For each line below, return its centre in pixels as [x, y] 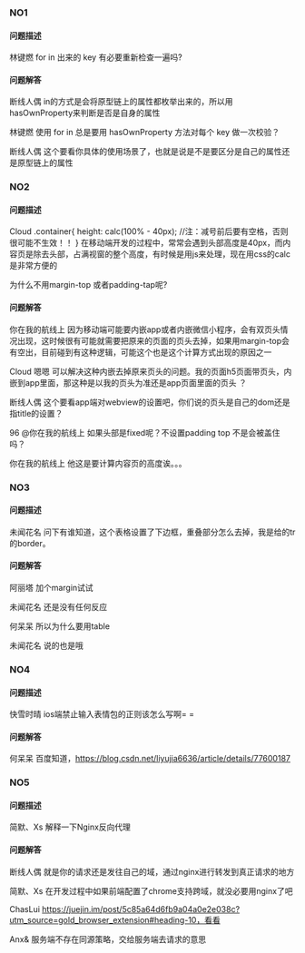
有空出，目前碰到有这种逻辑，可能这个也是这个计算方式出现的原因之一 [141, 352]
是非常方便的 [33, 266]
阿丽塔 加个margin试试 [51, 587]
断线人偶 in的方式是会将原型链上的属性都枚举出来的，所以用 [121, 102]
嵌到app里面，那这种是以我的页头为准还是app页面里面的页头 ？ [128, 382]
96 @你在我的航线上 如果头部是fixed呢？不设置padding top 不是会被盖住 [145, 432]
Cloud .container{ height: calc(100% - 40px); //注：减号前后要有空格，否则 [149, 231]
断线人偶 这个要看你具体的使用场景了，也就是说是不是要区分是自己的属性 [146, 152]
